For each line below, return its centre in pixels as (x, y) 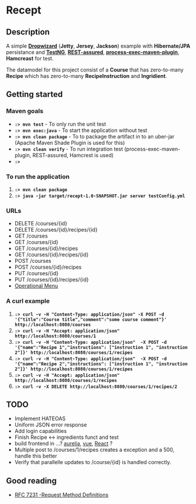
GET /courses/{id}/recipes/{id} (51, 255)
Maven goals (25, 111)
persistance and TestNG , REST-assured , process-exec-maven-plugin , (93, 52)
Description (28, 32)
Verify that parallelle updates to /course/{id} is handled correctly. (93, 462)
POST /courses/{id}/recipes (48, 267)
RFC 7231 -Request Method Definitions (61, 495)
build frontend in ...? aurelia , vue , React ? (63, 444)
